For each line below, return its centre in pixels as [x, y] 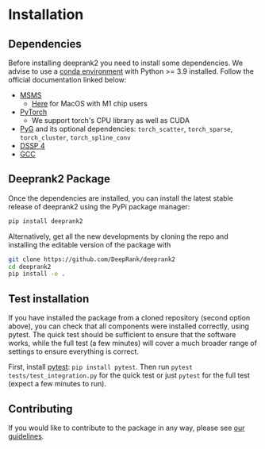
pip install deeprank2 [46, 221]
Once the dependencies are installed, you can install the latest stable [121, 198]
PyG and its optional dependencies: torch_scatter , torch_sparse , [126, 129]
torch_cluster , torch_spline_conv [75, 137]
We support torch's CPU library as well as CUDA [111, 120]
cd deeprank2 [30, 267]
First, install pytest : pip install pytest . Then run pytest [100, 367]
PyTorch [33, 112]
